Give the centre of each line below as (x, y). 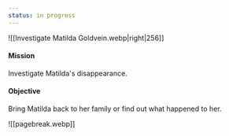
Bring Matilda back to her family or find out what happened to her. (115, 109)
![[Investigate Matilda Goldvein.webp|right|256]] (86, 38)
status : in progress (42, 15)
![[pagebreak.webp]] (42, 124)
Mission (22, 56)
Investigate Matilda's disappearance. (68, 73)
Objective (24, 91)
